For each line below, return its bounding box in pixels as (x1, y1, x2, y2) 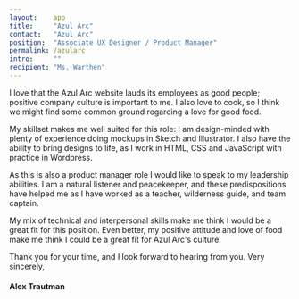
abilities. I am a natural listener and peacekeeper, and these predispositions (9, 179, 287, 189)
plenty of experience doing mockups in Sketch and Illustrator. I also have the (9, 133, 291, 144)
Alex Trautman (9, 281, 65, 292)
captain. (9, 197, 39, 208)
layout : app (9, 12, 66, 22)
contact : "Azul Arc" (9, 29, 94, 38)
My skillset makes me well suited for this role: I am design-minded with (9, 123, 270, 134)
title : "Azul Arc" (9, 21, 94, 30)
